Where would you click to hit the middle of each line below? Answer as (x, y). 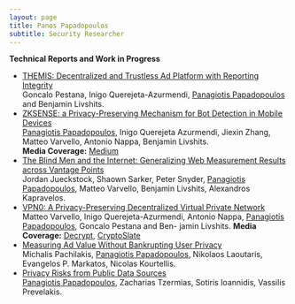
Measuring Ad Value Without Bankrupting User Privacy (122, 245)
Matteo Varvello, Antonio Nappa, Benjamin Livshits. (116, 141)
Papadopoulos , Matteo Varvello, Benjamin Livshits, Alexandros (136, 189)
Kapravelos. (44, 198)
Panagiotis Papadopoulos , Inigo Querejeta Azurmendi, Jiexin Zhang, (146, 133)
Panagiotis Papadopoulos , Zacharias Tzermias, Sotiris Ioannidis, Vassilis (154, 283)
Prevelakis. (42, 292)
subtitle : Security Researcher (67, 34)
